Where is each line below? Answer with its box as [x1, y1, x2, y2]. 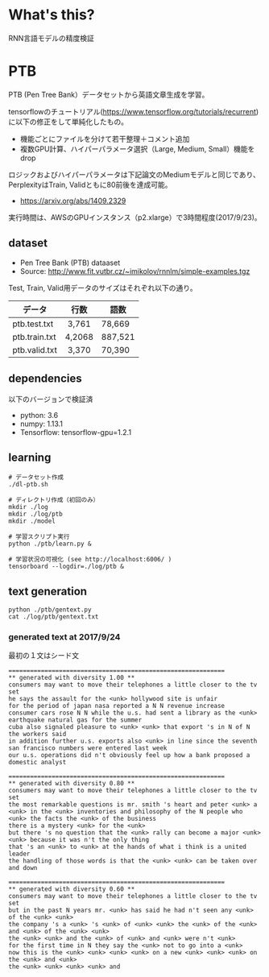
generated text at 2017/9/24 [8, 631, 121, 643]
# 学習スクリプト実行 [8, 533, 70, 541]
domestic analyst [8, 759, 67, 767]
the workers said [8, 731, 67, 739]
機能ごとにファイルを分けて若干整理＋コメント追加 [19, 134, 190, 143]
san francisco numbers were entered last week [8, 744, 168, 752]
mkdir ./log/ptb [8, 510, 63, 519]
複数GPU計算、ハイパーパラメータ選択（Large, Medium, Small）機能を [19, 143, 255, 154]
